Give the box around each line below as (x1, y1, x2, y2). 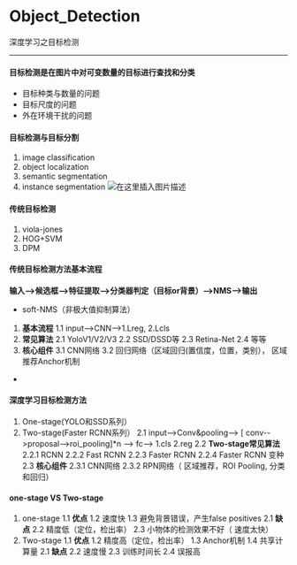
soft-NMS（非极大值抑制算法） (21, 303, 135, 315)
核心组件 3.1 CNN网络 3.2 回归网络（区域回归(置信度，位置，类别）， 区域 (21, 345, 287, 355)
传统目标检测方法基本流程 (9, 263, 103, 275)
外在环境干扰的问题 (21, 111, 93, 121)
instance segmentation (21, 181, 106, 192)
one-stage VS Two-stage (9, 492, 104, 503)
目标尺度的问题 (21, 99, 77, 110)
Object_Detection (9, 6, 141, 27)
